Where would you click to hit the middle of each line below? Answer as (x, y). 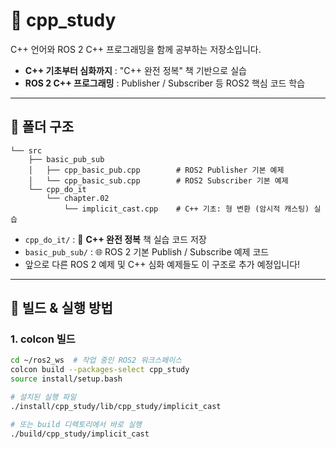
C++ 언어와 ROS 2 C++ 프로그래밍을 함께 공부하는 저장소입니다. (136, 49)
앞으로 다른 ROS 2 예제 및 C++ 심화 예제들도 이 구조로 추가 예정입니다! (162, 264)
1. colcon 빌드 (43, 339)
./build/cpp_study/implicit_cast (80, 434)
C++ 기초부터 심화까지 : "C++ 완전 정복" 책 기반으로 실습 (135, 70)
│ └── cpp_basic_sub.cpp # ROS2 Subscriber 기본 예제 (158, 180)
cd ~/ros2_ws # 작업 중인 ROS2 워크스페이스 (96, 360)
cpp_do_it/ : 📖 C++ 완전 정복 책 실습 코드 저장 (115, 239)
